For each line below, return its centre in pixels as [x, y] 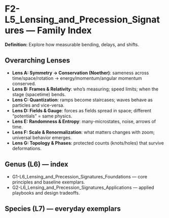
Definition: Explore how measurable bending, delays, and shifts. [72, 44]
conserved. [24, 83]
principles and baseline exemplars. [48, 182]
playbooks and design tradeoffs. [46, 193]
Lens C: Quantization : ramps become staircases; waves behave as [82, 100]
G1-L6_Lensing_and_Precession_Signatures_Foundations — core [80, 176]
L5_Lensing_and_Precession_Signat [82, 20]
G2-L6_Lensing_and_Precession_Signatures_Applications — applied [83, 187]
